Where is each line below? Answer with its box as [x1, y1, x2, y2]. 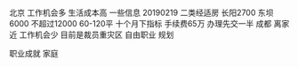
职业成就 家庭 [9, 48, 59, 59]
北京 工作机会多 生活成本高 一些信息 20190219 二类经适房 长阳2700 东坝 [9, 7, 274, 19]
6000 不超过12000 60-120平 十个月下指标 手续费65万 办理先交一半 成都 [9, 19, 272, 29]
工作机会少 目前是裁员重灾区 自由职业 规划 [19, 29, 174, 41]
